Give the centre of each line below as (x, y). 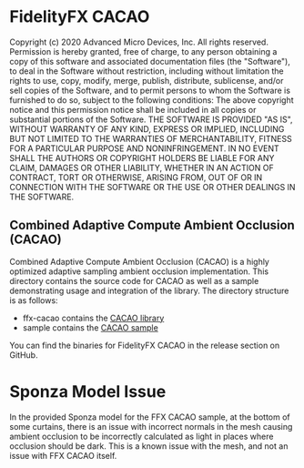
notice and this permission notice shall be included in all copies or (133, 109)
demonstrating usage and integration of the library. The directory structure (149, 290)
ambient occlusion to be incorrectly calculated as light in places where (142, 436)
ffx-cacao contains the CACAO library (93, 318)
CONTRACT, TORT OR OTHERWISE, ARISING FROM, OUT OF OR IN (136, 177)
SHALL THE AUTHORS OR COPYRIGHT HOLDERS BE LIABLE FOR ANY (142, 158)
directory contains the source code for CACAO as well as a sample (134, 280)
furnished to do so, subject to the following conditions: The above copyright (152, 100)
